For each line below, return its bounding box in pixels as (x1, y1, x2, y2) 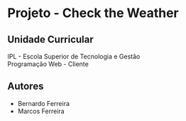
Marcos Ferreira (17, 107, 65, 115)
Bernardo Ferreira (17, 99, 70, 107)
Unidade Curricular (7, 33, 94, 46)
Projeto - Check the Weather (7, 5, 179, 21)
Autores (7, 80, 44, 93)
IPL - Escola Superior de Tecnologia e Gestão (7, 52, 141, 60)
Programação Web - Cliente (7, 60, 89, 68)
